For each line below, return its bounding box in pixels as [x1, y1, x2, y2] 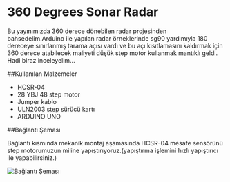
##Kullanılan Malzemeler [7, 70, 77, 78]
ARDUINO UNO [17, 112, 61, 121]
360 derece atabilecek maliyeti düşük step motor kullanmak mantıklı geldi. [7, 49, 218, 57]
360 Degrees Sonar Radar [7, 4, 159, 20]
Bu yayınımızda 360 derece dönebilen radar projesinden [7, 27, 167, 35]
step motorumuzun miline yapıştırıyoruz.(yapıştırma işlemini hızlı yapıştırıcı [7, 146, 219, 154]
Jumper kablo [17, 97, 57, 105]
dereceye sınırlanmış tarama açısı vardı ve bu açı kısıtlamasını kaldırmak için [7, 41, 223, 50]
